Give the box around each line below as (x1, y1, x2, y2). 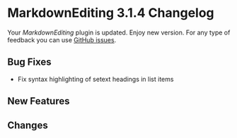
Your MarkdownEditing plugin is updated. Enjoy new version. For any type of (7, 28, 231, 37)
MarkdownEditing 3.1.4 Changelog (7, 5, 214, 21)
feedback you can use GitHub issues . (7, 35, 117, 44)
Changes (7, 119, 48, 131)
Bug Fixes (7, 56, 52, 68)
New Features (7, 95, 70, 107)
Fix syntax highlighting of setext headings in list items (17, 75, 174, 83)
